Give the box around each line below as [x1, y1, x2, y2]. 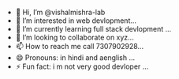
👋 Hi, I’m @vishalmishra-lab [15, 8, 106, 17]
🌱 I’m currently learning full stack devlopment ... [15, 24, 172, 33]
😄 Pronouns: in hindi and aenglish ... [15, 53, 136, 62]
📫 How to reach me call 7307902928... [15, 42, 144, 51]
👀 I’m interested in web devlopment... [15, 16, 136, 25]
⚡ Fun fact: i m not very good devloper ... [15, 62, 149, 71]
